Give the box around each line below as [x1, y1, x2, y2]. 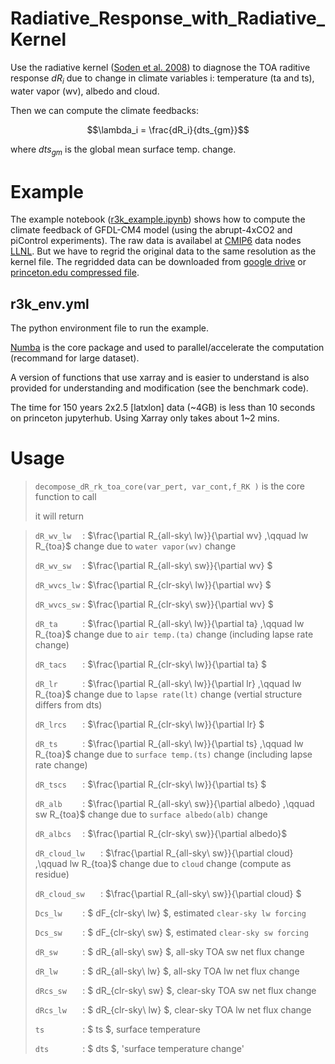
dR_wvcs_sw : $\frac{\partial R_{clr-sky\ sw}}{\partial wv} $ [34, 598, 274, 611]
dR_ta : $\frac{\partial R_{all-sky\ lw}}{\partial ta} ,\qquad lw [34, 618, 305, 630]
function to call [34, 491, 97, 503]
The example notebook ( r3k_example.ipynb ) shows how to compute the [10, 213, 306, 226]
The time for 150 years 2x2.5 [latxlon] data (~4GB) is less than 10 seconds [10, 402, 316, 414]
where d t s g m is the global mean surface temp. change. [10, 143, 237, 157]
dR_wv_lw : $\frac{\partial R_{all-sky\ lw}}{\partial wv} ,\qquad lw [34, 530, 309, 542]
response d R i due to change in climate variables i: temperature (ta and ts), [10, 72, 315, 86]
